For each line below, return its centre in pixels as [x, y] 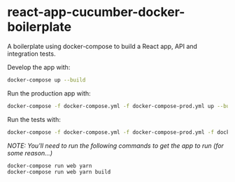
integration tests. [31, 54]
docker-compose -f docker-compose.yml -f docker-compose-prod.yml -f [111, 132]
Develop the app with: [39, 67]
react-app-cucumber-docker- [96, 12]
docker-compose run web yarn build [59, 172]
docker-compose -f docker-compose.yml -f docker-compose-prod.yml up [111, 106]
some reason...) [30, 153]
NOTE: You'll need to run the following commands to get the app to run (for [115, 145]
